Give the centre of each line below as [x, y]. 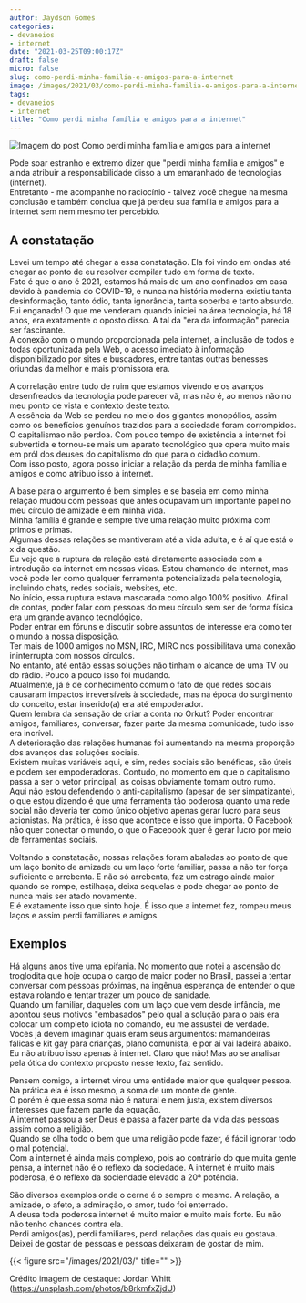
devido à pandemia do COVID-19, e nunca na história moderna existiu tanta [150, 291]
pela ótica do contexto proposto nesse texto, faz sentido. [117, 1062]
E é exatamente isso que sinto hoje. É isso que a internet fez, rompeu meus [150, 905]
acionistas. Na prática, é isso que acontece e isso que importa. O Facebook [151, 820]
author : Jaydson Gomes [52, 18]
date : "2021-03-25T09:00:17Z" [67, 52]
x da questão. [35, 549]
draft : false [34, 60]
